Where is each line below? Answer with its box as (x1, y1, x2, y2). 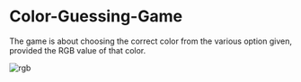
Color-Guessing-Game (9, 6, 182, 27)
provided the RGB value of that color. (9, 45, 146, 55)
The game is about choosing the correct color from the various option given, (9, 36, 292, 46)
